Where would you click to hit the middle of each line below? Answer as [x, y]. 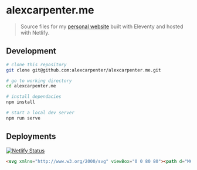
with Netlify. [35, 32]
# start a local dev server [40, 113]
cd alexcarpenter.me [31, 86]
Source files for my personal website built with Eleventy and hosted [102, 26]
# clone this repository [36, 64]
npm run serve [23, 118]
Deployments [31, 136]
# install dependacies [34, 97]
